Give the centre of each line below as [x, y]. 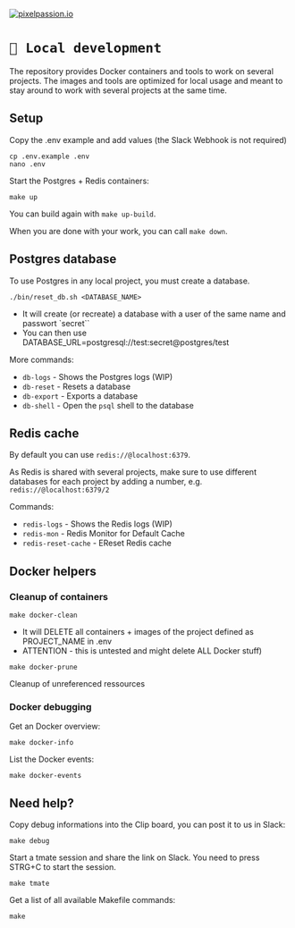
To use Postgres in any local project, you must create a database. [130, 281]
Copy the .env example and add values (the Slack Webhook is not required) [148, 139]
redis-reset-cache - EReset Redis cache [97, 543]
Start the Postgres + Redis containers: [79, 181]
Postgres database [63, 259]
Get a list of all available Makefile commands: [93, 900]
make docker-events [46, 776]
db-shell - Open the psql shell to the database [108, 405]
